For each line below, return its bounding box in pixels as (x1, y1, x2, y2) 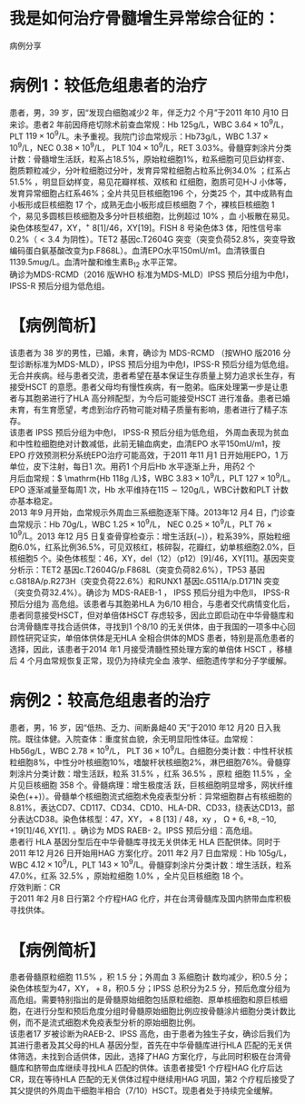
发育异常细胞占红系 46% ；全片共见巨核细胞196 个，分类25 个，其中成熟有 (9, 187, 286, 198)
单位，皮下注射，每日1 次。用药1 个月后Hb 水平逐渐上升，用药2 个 (9, 461, 256, 472)
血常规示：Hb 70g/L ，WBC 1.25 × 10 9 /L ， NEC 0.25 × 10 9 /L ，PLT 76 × (9, 517, 272, 530)
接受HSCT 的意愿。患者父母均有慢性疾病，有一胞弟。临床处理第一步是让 (9, 382, 280, 393)
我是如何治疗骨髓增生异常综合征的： (9, 8, 280, 29)
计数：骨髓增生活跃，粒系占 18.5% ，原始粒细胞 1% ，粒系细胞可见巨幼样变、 (9, 154, 290, 164)
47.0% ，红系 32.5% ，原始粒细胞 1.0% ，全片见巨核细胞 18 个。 (9, 870, 249, 881)
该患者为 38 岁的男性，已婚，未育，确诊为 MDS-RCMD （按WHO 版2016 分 (9, 347, 291, 359)
